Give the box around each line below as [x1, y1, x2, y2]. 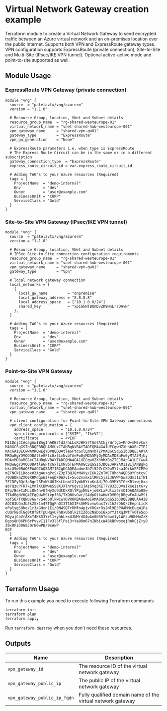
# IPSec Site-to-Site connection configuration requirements [9, 251, 139, 256]
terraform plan [5, 612, 37, 617]
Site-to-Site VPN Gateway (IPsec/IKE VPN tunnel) [5, 218, 128, 225]
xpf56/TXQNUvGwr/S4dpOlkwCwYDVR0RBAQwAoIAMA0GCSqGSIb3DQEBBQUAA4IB [5, 497, 148, 502]
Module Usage [5, 71, 51, 80]
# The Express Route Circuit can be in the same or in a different [9, 150, 153, 155]
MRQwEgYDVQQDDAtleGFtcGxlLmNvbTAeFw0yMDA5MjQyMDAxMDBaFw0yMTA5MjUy [5, 453, 148, 458]
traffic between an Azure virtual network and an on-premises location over [5, 36, 158, 42]
